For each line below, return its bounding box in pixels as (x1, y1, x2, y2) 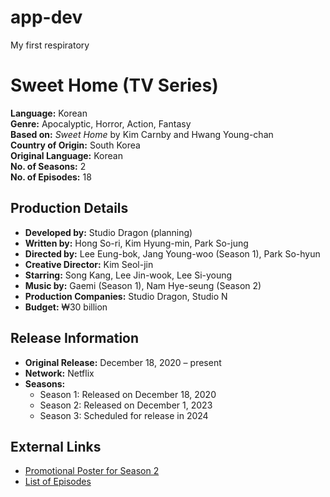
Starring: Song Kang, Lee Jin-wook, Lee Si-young (24, 269, 233, 281)
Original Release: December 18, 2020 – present (24, 356, 222, 368)
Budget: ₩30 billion (24, 301, 108, 313)
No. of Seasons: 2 (10, 160, 87, 172)
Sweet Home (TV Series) (10, 74, 219, 97)
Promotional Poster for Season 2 (24, 465, 160, 477)
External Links (10, 438, 102, 455)
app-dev (10, 6, 83, 29)
